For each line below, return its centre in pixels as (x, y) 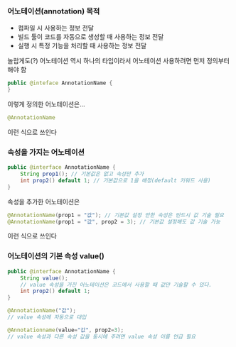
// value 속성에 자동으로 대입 (47, 317)
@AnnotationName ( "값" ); (42, 311)
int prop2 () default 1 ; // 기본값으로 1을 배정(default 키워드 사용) (116, 180)
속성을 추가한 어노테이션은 (44, 202)
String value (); (44, 278)
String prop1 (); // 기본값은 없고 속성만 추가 (82, 174)
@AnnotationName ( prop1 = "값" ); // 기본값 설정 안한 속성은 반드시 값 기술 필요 (116, 215)
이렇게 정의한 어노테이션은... (46, 104)
